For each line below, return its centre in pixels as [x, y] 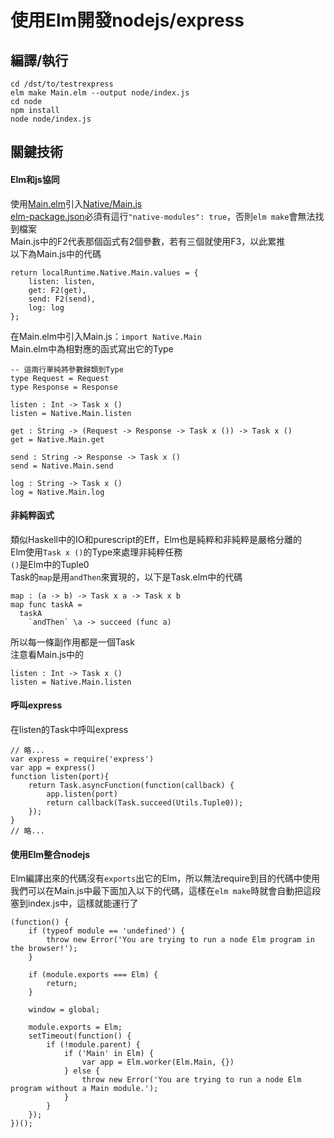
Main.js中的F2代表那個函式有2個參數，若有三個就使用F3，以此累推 [148, 241]
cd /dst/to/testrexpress [62, 84]
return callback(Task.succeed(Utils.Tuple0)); [145, 803]
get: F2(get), [57, 290]
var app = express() [53, 768]
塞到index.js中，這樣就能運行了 [74, 903]
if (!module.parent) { [93, 1045]
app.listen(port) [82, 794]
